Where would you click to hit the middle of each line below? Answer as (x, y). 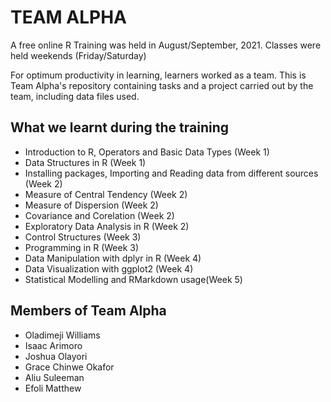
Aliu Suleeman (54, 377)
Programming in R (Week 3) (82, 247)
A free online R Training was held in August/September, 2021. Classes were (166, 45)
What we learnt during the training (120, 127)
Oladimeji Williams (62, 335)
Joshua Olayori (56, 356)
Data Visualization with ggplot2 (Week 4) (109, 268)
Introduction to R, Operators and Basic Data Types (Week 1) (147, 152)
